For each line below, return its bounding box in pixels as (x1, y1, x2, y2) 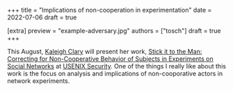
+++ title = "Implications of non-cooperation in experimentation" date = (7, 6, 212, 14)
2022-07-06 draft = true (7, 13, 77, 21)
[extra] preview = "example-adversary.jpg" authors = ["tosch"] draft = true (7, 27, 221, 35)
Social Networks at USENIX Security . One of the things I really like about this (7, 62, 226, 70)
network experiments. (7, 77, 70, 85)
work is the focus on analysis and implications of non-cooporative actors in (7, 69, 223, 77)
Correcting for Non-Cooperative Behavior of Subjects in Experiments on (7, 55, 214, 63)
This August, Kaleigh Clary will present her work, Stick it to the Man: (7, 48, 202, 55)
